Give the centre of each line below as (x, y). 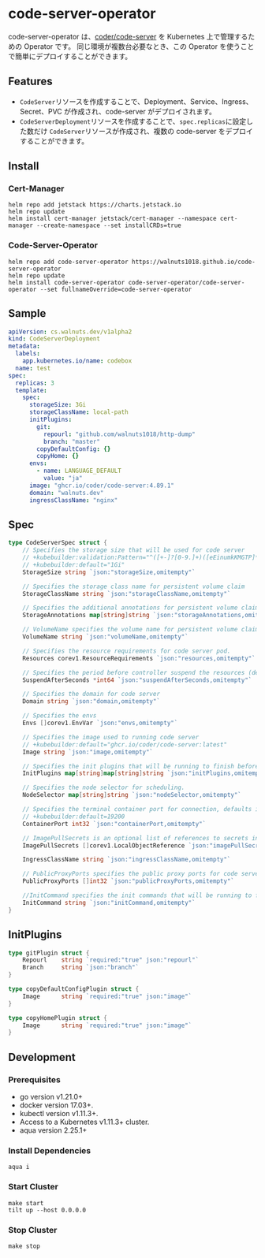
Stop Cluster (33, 1230)
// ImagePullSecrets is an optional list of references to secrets (135, 838)
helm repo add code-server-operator (68, 262)
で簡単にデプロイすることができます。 (70, 56)
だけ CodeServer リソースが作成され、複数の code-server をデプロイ (144, 131)
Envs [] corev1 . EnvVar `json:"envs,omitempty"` (100, 723)
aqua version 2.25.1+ (53, 1130)
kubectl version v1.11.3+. (59, 1113)
